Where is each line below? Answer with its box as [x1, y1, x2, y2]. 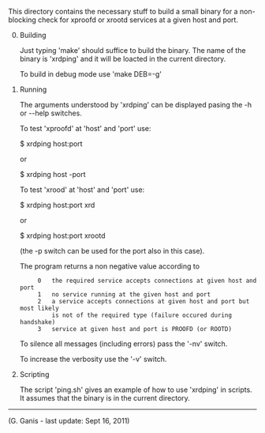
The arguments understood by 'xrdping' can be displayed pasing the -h [19, 100, 252, 109]
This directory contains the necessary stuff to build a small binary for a [8, 7, 238, 16]
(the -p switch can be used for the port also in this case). [19, 247, 205, 255]
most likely [19, 304, 59, 312]
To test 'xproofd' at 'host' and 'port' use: [19, 124, 151, 133]
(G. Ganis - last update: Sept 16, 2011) [8, 416, 130, 425]
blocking [8, 15, 37, 24]
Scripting [19, 370, 50, 378]
